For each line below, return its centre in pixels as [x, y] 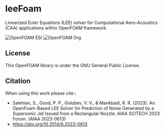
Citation [18, 81]
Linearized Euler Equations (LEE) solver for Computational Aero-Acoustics [81, 22]
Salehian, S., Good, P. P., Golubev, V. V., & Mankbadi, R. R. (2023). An [83, 102]
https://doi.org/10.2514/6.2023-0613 [50, 124]
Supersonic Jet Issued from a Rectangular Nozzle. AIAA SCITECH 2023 [86, 113]
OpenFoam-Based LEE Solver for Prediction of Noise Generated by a [83, 108]
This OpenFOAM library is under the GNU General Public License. [73, 65]
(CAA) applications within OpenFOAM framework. [56, 27]
